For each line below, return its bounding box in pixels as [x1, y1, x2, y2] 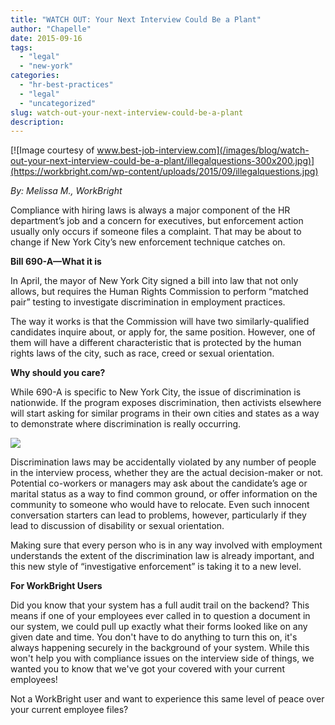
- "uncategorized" [19, 98, 97, 108]
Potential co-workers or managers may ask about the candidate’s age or [10, 477, 308, 490]
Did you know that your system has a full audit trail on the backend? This [10, 599, 310, 611]
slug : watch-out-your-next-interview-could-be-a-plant [10, 107, 244, 118]
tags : [10, 42, 33, 53]
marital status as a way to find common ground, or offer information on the [10, 488, 318, 500]
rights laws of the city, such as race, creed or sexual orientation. [10, 347, 275, 360]
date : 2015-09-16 [10, 33, 83, 43]
